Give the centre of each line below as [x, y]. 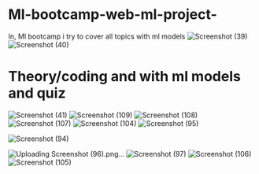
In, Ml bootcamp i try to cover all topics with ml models [97, 36]
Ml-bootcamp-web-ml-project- [113, 15]
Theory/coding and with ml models [125, 77]
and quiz [37, 93]
